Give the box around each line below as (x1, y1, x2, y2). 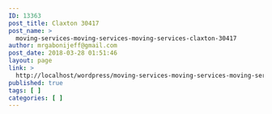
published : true (8, 79, 63, 87)
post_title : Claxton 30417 (8, 19, 100, 27)
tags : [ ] (8, 86, 42, 95)
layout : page (8, 57, 53, 65)
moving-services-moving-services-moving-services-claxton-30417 (15, 34, 237, 43)
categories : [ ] (8, 94, 63, 102)
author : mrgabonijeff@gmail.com (8, 42, 117, 50)
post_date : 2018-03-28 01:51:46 (8, 49, 117, 57)
